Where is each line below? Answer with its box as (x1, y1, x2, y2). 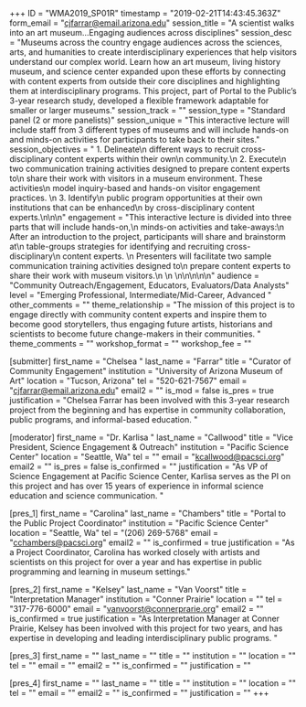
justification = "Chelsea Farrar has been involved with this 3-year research (9, 395, 290, 405)
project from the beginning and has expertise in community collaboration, (9, 404, 286, 415)
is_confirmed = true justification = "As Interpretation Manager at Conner (9, 613, 280, 624)
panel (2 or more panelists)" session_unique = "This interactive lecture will (9, 114, 290, 125)
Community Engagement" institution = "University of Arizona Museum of (9, 366, 283, 376)
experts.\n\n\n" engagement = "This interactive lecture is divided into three (9, 212, 292, 222)
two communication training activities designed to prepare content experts (9, 164, 290, 174)
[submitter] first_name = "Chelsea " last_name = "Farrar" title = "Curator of (9, 356, 291, 367)
